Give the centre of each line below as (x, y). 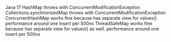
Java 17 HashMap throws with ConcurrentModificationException (73, 7)
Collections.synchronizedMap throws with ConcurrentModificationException (86, 13)
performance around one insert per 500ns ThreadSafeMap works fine (79, 23)
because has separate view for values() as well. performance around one (82, 29)
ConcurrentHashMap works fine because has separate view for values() (81, 18)
